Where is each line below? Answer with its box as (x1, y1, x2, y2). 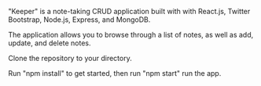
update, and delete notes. (8, 38, 92, 48)
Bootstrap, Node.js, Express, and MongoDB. (8, 15, 151, 24)
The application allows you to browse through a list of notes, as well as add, (8, 30, 254, 39)
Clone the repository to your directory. (8, 54, 132, 63)
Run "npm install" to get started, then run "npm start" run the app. (8, 69, 222, 77)
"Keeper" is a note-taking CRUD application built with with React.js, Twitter (8, 7, 251, 16)
